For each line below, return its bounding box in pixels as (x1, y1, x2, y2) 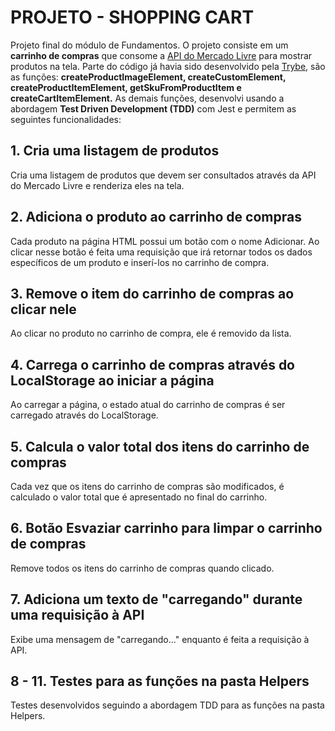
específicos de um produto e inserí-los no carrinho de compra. (10, 256, 270, 268)
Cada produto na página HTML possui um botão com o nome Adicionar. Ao (10, 235, 320, 247)
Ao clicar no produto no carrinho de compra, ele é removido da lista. (10, 327, 292, 340)
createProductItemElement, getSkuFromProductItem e (10, 81, 242, 93)
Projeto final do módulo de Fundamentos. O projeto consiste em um (10, 39, 289, 51)
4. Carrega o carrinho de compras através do (10, 356, 295, 373)
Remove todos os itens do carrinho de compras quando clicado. (10, 562, 275, 574)
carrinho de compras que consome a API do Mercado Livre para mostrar (10, 49, 313, 61)
